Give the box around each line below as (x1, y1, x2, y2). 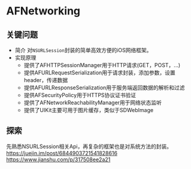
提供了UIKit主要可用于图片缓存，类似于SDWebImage (23, 107, 154, 113)
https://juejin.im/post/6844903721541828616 (6, 149, 118, 156)
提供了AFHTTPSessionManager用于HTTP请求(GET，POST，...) (23, 62, 181, 68)
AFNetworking (6, 4, 81, 18)
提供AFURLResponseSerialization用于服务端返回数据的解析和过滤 (23, 84, 185, 91)
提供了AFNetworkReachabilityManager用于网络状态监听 (23, 99, 162, 106)
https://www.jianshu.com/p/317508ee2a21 (6, 156, 111, 163)
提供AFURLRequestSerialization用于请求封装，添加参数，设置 (23, 69, 175, 76)
